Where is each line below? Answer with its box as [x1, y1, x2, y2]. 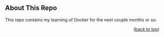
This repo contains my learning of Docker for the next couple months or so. [5, 17, 157, 22]
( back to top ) [133, 26, 160, 32]
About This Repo [5, 4, 57, 12]
